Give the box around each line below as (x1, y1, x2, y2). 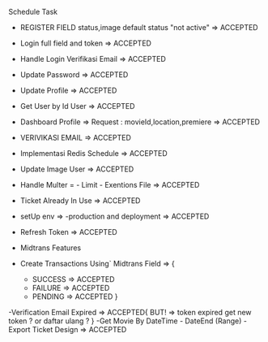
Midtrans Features (19, 243, 82, 253)
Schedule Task (8, 7, 58, 16)
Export (8, 325, 31, 334)
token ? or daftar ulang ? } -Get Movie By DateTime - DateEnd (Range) (8, 316, 242, 326)
